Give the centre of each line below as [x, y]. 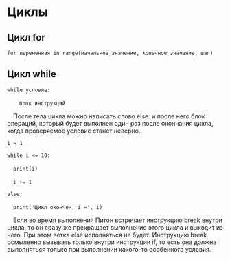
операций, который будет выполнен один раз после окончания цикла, [110, 123]
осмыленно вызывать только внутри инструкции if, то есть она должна [112, 242]
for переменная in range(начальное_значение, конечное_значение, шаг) [110, 53]
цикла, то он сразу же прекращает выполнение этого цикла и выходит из [115, 227]
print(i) [26, 169]
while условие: [29, 90]
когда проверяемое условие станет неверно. [74, 131]
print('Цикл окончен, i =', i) [58, 207]
